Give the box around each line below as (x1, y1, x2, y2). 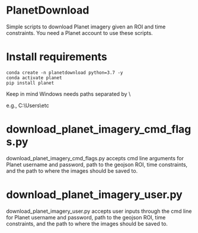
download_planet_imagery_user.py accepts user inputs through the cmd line (6, 208, 192, 215)
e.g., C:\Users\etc (6, 102, 49, 109)
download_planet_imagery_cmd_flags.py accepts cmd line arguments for (6, 154, 184, 161)
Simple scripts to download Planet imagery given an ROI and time (6, 23, 166, 30)
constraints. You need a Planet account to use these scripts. (6, 29, 153, 36)
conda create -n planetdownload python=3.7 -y (6, 69, 123, 76)
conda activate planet (6, 75, 62, 80)
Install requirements (6, 50, 108, 64)
